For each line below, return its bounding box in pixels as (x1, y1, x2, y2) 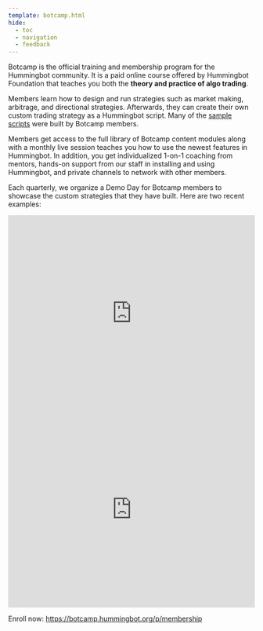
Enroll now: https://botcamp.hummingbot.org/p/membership (8, 614, 203, 624)
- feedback (15, 41, 51, 49)
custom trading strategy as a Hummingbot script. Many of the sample (8, 111, 232, 120)
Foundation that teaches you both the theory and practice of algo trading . (8, 79, 249, 89)
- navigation (15, 33, 58, 42)
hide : (8, 19, 26, 27)
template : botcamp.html (8, 11, 86, 20)
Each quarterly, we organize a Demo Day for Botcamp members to (8, 183, 222, 192)
